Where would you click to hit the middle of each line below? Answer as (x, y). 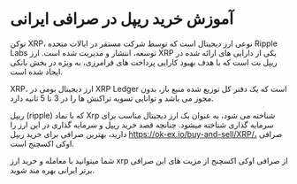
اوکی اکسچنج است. (42, 143)
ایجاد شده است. (37, 72)
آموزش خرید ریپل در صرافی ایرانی (122, 19)
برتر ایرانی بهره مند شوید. (53, 170)
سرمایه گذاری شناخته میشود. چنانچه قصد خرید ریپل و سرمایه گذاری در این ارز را (142, 125)
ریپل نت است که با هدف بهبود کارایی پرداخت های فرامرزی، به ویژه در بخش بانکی (144, 62)
